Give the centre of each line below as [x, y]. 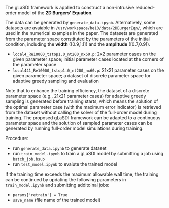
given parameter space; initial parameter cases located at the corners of [88, 59]
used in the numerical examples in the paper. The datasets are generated [82, 33]
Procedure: [17, 138]
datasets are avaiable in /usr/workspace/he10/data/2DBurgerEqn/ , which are [84, 28]
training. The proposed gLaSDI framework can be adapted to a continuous [83, 118]
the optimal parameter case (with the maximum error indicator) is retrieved [83, 107]
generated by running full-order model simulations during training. [74, 128]
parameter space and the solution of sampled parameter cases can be [79, 123]
